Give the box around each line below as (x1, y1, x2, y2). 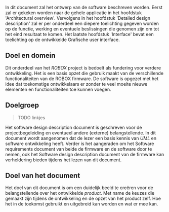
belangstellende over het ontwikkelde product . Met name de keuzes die (5, 190, 155, 196)
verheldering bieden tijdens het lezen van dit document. (5, 157, 122, 163)
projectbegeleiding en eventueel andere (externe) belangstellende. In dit (5, 129, 156, 136)
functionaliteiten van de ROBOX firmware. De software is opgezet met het (5, 76, 159, 82)
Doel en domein (5, 51, 56, 60)
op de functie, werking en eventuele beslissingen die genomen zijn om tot (5, 26, 159, 32)
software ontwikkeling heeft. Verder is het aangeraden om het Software (5, 140, 154, 147)
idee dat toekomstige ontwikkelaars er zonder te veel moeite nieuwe (5, 81, 148, 87)
